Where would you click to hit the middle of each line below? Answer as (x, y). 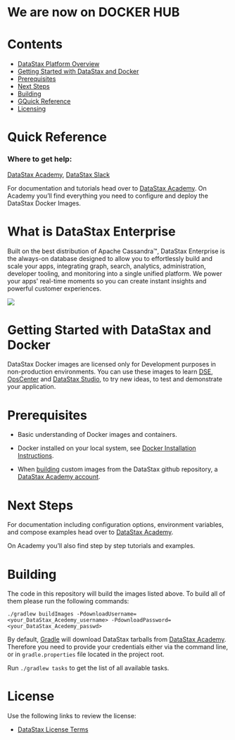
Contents (35, 45)
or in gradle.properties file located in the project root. (86, 654)
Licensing (32, 109)
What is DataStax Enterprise (91, 231)
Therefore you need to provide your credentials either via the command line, (118, 647)
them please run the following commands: (68, 601)
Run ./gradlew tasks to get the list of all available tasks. (88, 668)
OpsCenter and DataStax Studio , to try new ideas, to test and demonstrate (115, 379)
